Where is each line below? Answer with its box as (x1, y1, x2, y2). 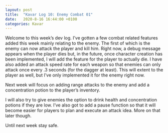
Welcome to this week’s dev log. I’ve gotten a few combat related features (5, 35, 158, 41)
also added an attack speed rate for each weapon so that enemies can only (5, 61, 161, 67)
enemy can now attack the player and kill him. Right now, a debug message (5, 45, 161, 51)
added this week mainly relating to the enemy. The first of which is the (5, 40, 150, 46)
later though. (5, 113, 32, 119)
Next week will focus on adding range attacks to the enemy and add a (5, 82, 149, 88)
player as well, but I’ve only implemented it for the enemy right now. (5, 72, 145, 78)
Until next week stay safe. (5, 122, 59, 128)
